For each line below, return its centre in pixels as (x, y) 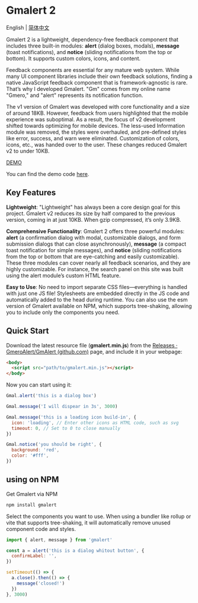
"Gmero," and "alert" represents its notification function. (75, 95)
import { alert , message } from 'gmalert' (59, 540)
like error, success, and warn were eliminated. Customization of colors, (93, 138)
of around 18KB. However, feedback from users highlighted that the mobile (97, 113)
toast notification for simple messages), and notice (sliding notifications (94, 250)
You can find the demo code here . (48, 174)
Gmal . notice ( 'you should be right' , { (54, 445)
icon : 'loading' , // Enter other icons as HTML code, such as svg (95, 423)
